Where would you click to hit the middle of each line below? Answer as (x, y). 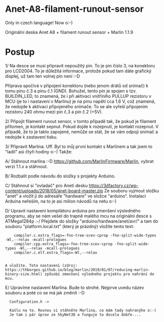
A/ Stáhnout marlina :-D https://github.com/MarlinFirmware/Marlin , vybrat (80, 161)
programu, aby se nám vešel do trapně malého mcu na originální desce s (78, 216)
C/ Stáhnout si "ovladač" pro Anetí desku (47, 185)
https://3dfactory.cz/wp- (114, 185)
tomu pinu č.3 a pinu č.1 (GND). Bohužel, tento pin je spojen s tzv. (71, 91)
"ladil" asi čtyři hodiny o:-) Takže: (39, 151)
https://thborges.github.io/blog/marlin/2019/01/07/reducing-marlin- (78, 270)
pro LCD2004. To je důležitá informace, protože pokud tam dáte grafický (78, 71)
